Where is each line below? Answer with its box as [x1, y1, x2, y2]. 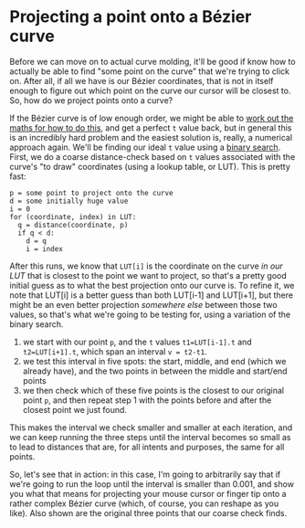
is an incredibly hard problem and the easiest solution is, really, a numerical [9, 132, 293, 143]
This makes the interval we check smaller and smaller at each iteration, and [9, 422, 293, 433]
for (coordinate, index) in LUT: [9, 212, 137, 221]
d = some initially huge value [9, 196, 129, 206]
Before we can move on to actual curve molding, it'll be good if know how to [9, 56, 296, 67]
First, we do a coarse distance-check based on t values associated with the [9, 151, 296, 162]
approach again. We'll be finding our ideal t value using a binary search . [9, 142, 281, 153]
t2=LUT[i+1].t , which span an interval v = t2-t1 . [22, 345, 207, 357]
